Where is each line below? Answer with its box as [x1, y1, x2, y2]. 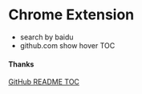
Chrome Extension [8, 6, 135, 24]
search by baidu [19, 32, 74, 42]
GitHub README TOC [8, 77, 80, 87]
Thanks [8, 59, 34, 69]
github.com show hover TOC [19, 40, 116, 50]
